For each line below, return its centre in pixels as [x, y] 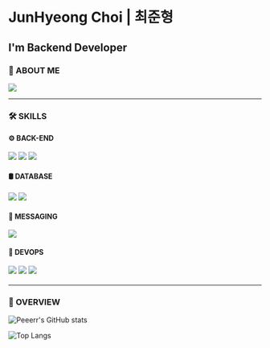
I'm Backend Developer [67, 47]
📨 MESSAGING [33, 216]
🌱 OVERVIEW [34, 302]
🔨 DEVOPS [26, 252]
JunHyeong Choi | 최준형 [91, 17]
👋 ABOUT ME [34, 70]
